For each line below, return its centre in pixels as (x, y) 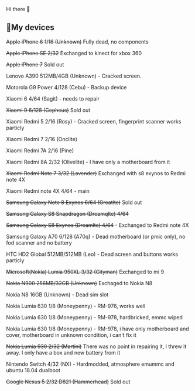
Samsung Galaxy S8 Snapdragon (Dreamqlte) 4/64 (67, 213)
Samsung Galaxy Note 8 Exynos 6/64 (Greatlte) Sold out (74, 202)
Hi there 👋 (18, 9)
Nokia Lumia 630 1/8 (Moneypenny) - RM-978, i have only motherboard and (97, 329)
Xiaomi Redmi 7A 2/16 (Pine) (40, 151)
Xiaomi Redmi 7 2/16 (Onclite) (42, 139)
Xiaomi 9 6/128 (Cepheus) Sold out (48, 110)
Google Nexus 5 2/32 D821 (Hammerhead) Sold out (68, 382)
